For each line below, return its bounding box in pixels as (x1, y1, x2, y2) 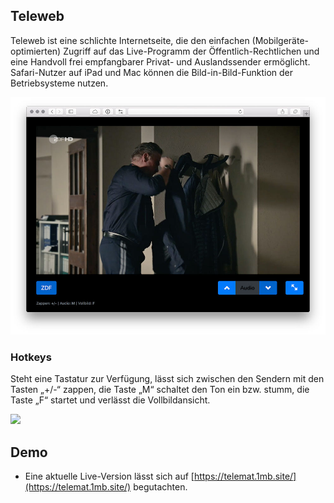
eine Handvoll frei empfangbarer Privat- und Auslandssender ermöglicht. (10, 55, 311, 68)
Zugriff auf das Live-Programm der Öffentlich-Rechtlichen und (63, 45, 320, 57)
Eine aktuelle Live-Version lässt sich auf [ (24, 470, 195, 482)
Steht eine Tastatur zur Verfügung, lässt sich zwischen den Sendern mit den (10, 373, 325, 385)
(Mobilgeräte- (251, 34, 310, 46)
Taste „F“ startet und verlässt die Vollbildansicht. (10, 394, 211, 406)
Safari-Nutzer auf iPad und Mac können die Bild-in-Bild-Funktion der (10, 66, 294, 78)
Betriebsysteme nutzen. (10, 77, 109, 89)
